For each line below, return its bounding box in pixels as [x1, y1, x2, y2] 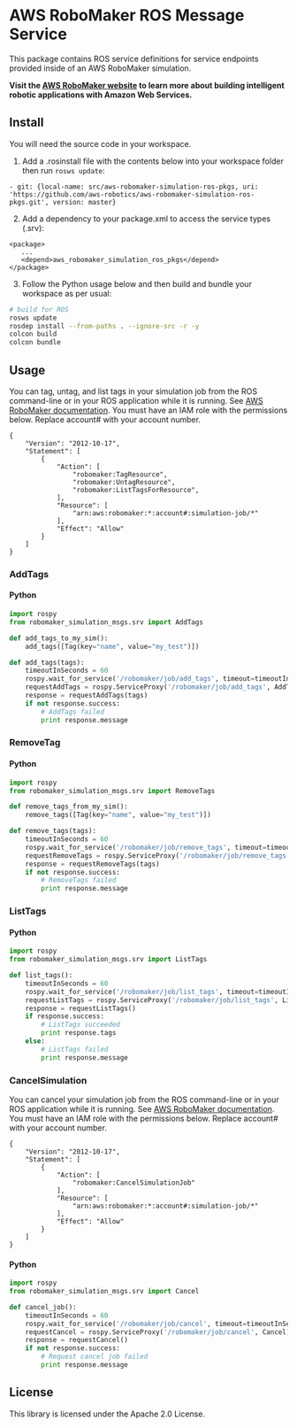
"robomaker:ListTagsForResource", [72, 485, 200, 494]
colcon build [9, 329, 57, 339]
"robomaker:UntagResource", [72, 477, 176, 487]
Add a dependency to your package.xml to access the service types [21, 213, 271, 224]
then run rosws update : [21, 165, 105, 175]
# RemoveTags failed [41, 876, 117, 885]
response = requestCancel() [25, 1336, 128, 1345]
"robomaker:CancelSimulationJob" [72, 1178, 196, 1187]
